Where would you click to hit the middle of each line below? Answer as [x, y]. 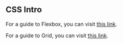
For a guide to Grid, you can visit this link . [57, 36]
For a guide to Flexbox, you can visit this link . [61, 24]
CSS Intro [24, 10]
